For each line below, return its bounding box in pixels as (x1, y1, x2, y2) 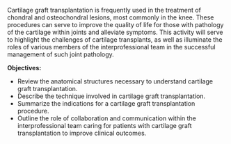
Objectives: (7, 64, 42, 72)
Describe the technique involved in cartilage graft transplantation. (17, 92, 206, 100)
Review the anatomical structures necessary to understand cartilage (17, 77, 214, 86)
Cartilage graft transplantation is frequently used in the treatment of (7, 6, 202, 14)
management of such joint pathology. (7, 50, 115, 58)
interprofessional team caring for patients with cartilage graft (17, 122, 193, 129)
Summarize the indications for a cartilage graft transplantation (17, 99, 196, 107)
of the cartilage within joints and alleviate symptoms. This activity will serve (7, 28, 223, 36)
